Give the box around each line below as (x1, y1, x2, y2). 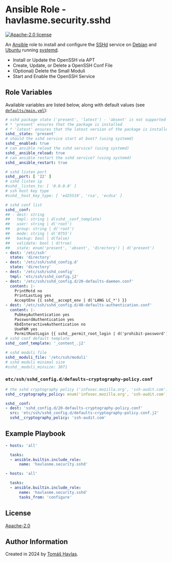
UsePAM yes (14, 326, 38, 332)
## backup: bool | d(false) (5, 236, 70, 241)
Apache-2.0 (5, 522, 31, 529)
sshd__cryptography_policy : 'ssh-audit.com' (10, 415, 106, 420)
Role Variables (5, 88, 52, 97)
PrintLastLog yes (14, 293, 52, 298)
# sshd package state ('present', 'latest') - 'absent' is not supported (5, 117, 166, 122)
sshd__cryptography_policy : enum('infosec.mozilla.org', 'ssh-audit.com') (5, 392, 168, 397)
